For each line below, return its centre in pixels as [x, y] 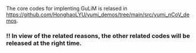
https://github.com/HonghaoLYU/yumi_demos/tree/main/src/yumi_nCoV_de [98, 15]
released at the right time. [44, 43]
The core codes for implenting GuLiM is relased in [67, 8]
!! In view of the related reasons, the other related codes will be [98, 36]
